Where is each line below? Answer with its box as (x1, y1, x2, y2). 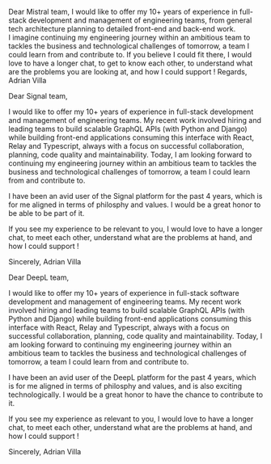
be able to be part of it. (8, 209, 85, 217)
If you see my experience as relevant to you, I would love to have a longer (8, 414, 254, 424)
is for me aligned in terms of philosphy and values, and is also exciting (8, 382, 243, 390)
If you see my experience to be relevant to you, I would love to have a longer (8, 224, 263, 234)
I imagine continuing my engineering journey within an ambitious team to (8, 32, 251, 42)
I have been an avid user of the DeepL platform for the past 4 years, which (8, 373, 256, 382)
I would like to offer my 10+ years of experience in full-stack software (8, 289, 240, 297)
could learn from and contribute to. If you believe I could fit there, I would (8, 50, 252, 59)
